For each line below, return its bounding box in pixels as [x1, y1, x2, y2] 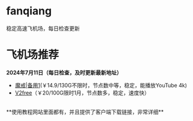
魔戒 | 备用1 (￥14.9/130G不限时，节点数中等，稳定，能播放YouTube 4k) [14, 81, 187, 89]
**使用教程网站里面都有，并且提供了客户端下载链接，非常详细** [6, 108, 164, 115]
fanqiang [6, 4, 52, 18]
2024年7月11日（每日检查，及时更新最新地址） [6, 69, 122, 76]
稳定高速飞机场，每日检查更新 [6, 25, 80, 32]
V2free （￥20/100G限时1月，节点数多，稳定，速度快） [14, 89, 150, 96]
